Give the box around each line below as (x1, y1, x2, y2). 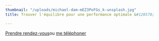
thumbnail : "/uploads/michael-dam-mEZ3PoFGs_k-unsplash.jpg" (5, 7, 137, 12)
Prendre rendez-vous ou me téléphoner (5, 30, 87, 36)
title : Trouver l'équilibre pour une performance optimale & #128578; (5, 12, 155, 17)
